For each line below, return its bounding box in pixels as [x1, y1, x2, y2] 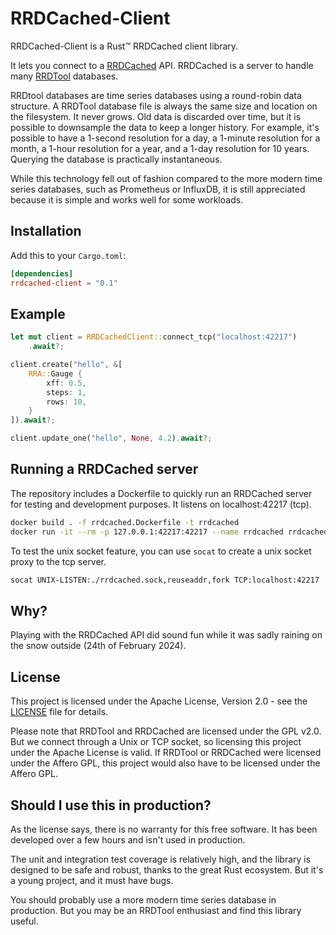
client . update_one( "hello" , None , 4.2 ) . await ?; [10, 433, 213, 444]
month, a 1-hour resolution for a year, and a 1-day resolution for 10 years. [10, 142, 310, 154]
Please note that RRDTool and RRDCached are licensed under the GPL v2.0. [10, 725, 322, 737]
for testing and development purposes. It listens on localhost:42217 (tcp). [10, 498, 312, 510]
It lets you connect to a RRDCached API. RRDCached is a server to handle [10, 59, 314, 71]
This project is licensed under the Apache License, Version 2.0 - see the [10, 695, 308, 707]
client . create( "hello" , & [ [10, 360, 123, 370]
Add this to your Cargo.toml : [10, 249, 127, 261]
